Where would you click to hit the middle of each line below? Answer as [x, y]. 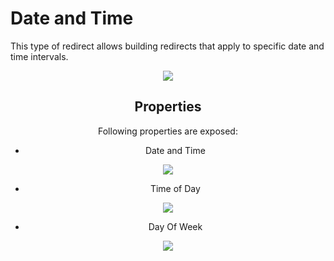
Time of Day [175, 188]
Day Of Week [175, 226]
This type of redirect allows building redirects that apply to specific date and [167, 46]
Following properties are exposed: [168, 131]
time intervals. [39, 56]
